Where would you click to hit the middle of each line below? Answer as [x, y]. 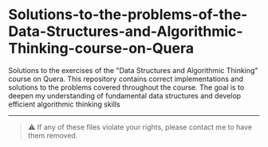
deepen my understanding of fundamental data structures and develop [125, 95]
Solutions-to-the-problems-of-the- [128, 15]
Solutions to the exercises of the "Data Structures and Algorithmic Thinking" [133, 70]
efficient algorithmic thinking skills [65, 104]
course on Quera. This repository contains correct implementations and [126, 79]
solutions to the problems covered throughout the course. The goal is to [126, 87]
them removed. [53, 135]
